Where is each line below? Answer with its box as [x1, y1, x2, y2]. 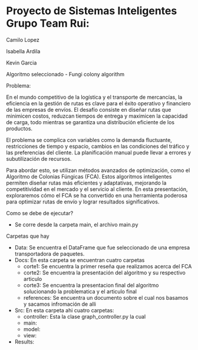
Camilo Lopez [6, 36, 40, 43]
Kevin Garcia [6, 59, 37, 66]
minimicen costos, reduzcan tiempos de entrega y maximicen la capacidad [6, 112, 188, 119]
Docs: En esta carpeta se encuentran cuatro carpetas [14, 256, 145, 264]
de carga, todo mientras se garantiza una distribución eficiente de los [6, 118, 175, 125]
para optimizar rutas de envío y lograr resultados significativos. [6, 198, 160, 205]
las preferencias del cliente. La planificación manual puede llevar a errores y [6, 149, 192, 156]
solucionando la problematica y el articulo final [23, 288, 137, 295]
